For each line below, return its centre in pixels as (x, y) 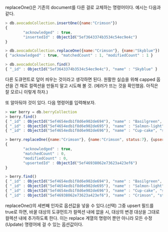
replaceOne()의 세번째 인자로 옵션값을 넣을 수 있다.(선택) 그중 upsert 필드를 (79, 205)
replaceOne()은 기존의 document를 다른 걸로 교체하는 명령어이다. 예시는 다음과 (83, 7)
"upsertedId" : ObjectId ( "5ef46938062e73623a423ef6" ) (80, 163)
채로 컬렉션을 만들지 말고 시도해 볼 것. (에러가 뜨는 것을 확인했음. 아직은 (89, 85)
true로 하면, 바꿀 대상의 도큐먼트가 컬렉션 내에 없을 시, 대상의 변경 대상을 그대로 (82, 211)
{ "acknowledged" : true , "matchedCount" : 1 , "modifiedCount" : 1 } (79, 56)
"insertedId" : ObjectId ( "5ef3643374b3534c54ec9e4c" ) (80, 37)
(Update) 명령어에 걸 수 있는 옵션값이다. (44, 224)
